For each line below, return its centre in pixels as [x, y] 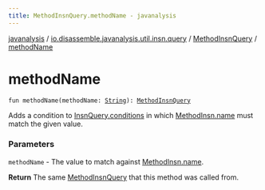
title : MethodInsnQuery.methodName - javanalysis [93, 16]
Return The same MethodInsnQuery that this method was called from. [124, 177]
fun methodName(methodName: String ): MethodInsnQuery [100, 101]
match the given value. [46, 124]
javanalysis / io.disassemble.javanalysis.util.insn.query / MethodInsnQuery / [133, 38]
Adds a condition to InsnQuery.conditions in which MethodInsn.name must [131, 115]
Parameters [31, 144]
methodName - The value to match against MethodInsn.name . [106, 161]
